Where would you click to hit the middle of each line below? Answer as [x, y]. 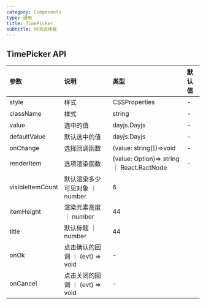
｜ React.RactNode [140, 168]
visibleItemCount [34, 187]
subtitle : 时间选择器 [32, 29]
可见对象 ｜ [80, 189]
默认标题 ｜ [80, 228]
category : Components [34, 12]
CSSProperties [134, 102]
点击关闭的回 [82, 276]
